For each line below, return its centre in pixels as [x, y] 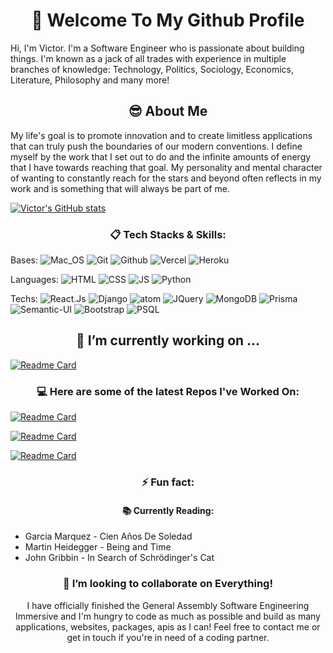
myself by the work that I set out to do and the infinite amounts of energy [161, 156]
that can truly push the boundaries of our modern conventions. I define [156, 146]
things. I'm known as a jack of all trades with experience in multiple [148, 58]
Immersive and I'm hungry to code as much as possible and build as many [168, 616]
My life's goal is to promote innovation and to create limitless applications [161, 135]
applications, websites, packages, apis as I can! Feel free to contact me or [168, 626]
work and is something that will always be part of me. [120, 188]
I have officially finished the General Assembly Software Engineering [168, 605]
